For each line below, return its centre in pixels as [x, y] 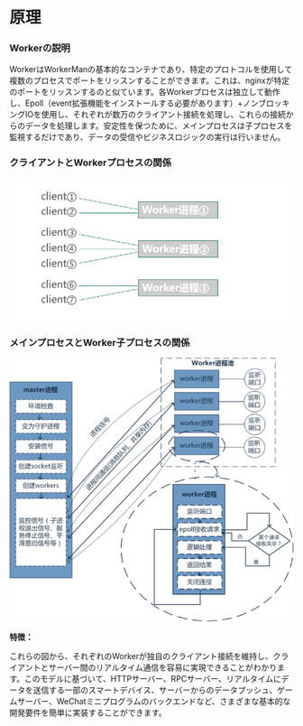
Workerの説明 [40, 48]
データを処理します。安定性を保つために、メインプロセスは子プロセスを [159, 126]
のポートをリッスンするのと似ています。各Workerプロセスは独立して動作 [145, 92]
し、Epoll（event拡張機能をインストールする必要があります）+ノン [134, 103]
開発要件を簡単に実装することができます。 [88, 712]
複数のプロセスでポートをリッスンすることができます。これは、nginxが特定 [150, 80]
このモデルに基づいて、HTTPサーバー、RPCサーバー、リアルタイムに [153, 679]
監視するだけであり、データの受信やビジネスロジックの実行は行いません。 [147, 137]
